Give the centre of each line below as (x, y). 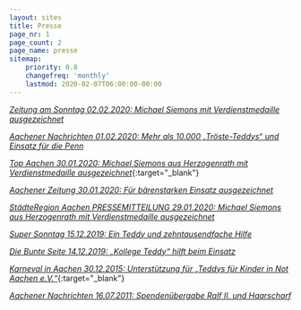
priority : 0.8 (52, 68)
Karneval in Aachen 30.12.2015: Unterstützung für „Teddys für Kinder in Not (149, 268)
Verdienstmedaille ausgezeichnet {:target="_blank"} (104, 172)
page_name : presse (43, 51)
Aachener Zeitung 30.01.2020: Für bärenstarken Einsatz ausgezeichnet (141, 189)
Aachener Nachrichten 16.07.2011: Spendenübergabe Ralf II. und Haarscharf (150, 295)
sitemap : (26, 59)
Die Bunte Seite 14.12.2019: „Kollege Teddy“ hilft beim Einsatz (122, 251)
